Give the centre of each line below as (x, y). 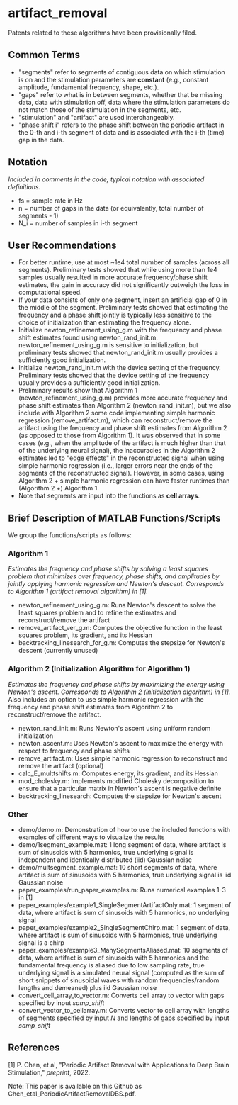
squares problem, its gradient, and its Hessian (85, 635)
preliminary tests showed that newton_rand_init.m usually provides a (118, 353)
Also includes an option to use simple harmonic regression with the (106, 699)
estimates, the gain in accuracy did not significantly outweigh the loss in (124, 285)
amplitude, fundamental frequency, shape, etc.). (89, 87)
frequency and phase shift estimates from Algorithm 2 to (90, 707)
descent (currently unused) (58, 651)
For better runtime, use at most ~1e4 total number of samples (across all (124, 262)
